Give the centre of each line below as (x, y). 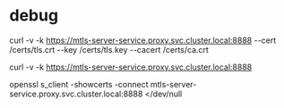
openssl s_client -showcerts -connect (79, 84)
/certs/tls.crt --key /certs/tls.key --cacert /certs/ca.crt (109, 49)
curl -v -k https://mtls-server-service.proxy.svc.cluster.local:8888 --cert (143, 40)
